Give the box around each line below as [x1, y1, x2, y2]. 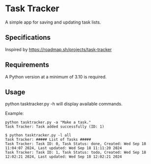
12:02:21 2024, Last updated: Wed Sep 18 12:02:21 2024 [5, 154, 122, 160]
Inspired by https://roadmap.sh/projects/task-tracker [5, 46, 112, 52]
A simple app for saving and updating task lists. [5, 19, 101, 25]
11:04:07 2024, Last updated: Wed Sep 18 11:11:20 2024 [5, 146, 122, 151]
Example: [5, 110, 24, 116]
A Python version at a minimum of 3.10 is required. [5, 74, 107, 80]
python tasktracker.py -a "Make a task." [5, 120, 91, 125]
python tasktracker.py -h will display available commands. [5, 101, 123, 107]
